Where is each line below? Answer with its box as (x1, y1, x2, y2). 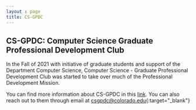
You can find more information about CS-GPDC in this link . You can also (6, 91, 180, 98)
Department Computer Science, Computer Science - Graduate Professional (6, 67, 188, 74)
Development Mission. (6, 79, 60, 86)
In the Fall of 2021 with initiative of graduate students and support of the (6, 61, 181, 68)
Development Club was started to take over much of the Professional (6, 73, 173, 80)
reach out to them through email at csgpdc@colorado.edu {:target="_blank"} (6, 97, 191, 104)
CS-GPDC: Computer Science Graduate (6, 36, 154, 46)
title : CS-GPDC (6, 14, 43, 20)
